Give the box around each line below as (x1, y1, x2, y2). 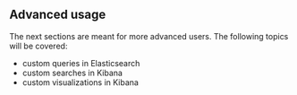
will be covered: (9, 40, 68, 51)
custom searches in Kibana (21, 67, 123, 78)
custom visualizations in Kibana (21, 76, 139, 88)
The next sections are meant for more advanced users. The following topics (9, 30, 289, 41)
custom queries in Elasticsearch (21, 57, 140, 68)
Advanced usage (9, 7, 106, 22)
